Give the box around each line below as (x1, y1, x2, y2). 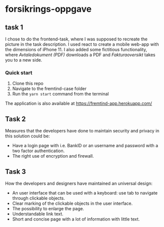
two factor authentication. (12, 148, 65, 154)
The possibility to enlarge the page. (12, 205, 85, 211)
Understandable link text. (12, 211, 64, 217)
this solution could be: (5, 133, 50, 139)
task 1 (5, 23, 23, 32)
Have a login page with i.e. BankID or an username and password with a (12, 143, 159, 149)
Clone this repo (12, 80, 43, 87)
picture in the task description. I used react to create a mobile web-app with (5, 41, 159, 47)
